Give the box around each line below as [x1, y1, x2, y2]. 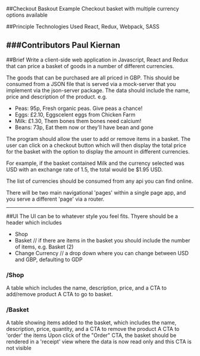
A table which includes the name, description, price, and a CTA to [6, 284, 167, 291]
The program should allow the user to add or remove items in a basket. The [6, 135, 190, 142]
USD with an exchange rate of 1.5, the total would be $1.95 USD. [6, 165, 163, 173]
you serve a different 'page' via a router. [6, 195, 105, 202]
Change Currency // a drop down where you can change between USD [14, 249, 189, 256]
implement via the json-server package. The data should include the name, [6, 87, 190, 94]
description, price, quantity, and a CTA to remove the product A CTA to [6, 326, 180, 333]
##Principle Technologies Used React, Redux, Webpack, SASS [6, 23, 160, 30]
